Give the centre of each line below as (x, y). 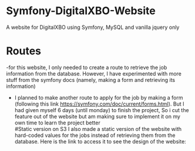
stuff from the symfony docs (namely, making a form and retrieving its (91, 80)
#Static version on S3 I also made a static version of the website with (98, 129)
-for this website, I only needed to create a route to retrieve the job (87, 67)
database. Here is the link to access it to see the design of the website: (100, 141)
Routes (23, 51)
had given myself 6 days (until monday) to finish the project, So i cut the (102, 110)
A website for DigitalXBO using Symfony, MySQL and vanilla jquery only (93, 27)
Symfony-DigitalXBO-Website (81, 11)
